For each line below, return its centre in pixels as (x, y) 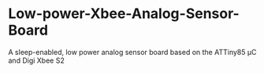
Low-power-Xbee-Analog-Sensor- (124, 14)
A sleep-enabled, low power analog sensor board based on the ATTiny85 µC (132, 52)
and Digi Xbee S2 (36, 60)
